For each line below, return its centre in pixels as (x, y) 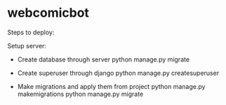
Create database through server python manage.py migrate (104, 59)
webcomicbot (48, 13)
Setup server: (27, 45)
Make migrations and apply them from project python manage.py (111, 86)
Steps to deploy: (31, 32)
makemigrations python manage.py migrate (80, 94)
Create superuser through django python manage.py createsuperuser (118, 73)
